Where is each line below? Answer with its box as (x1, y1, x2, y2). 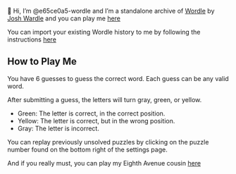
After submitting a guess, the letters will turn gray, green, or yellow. (7, 95, 202, 104)
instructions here (7, 35, 56, 44)
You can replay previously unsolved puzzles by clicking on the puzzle (7, 137, 209, 146)
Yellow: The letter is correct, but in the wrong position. (17, 116, 175, 125)
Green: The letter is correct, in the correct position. (17, 109, 166, 118)
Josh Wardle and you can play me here (7, 14, 121, 23)
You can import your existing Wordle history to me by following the (7, 28, 201, 36)
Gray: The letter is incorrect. (17, 124, 100, 132)
